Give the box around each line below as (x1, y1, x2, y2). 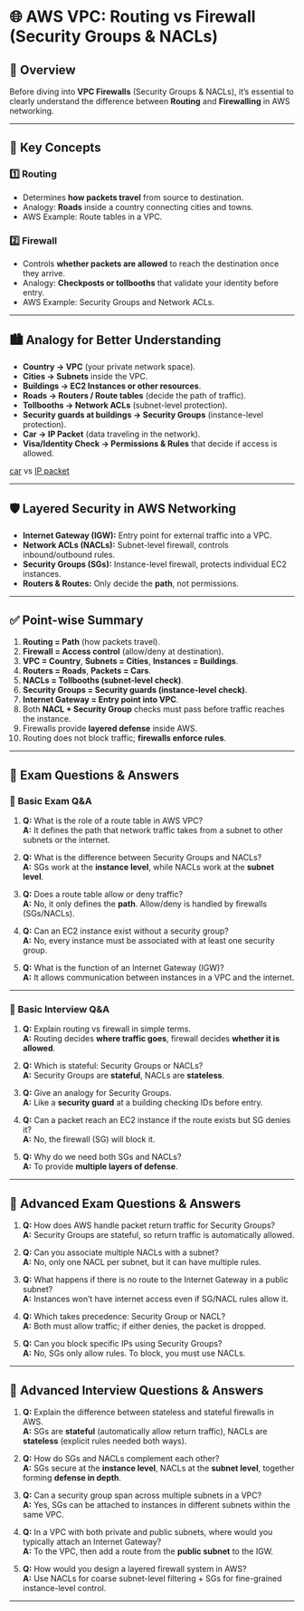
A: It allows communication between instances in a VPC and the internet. (22, 972, 295, 983)
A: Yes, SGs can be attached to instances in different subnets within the (22, 1500, 291, 1510)
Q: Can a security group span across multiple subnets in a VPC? (22, 1490, 262, 1501)
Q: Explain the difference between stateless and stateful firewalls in (22, 1406, 274, 1418)
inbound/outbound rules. (22, 549, 116, 560)
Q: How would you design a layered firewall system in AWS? (22, 1564, 247, 1575)
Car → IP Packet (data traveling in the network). (22, 428, 201, 439)
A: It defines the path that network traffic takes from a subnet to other (22, 825, 283, 836)
